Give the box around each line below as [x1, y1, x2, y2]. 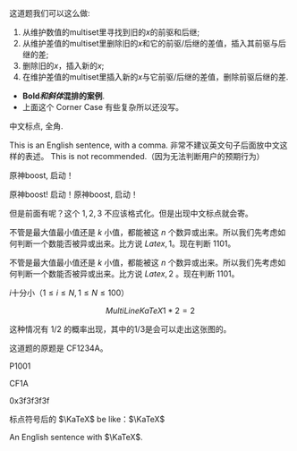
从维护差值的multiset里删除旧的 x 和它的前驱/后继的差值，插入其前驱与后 [21, 38, 286, 48]
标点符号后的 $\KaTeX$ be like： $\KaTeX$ [9, 414, 165, 424]
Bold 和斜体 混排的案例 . [21, 90, 106, 101]
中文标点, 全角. [9, 121, 64, 132]
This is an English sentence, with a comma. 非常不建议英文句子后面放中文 [9, 140, 280, 150]
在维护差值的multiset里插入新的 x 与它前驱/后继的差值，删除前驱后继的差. [21, 72, 289, 82]
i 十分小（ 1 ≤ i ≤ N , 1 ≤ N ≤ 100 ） [9, 287, 130, 298]
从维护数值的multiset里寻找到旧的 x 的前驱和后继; [21, 27, 199, 38]
